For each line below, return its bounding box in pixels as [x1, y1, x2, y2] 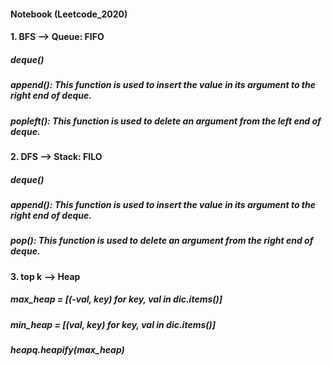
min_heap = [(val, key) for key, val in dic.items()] [10, 318, 217, 330]
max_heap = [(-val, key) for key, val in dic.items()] [10, 293, 223, 305]
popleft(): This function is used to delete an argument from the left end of [10, 115, 322, 127]
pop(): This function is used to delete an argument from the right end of [10, 235, 314, 247]
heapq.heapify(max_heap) [10, 343, 125, 355]
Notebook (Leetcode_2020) [10, 8, 128, 20]
